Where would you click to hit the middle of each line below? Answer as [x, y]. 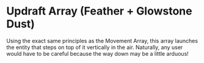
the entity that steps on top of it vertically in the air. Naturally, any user [95, 47]
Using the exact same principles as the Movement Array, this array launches [102, 41]
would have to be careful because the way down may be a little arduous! [98, 53]
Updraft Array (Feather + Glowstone [99, 11]
